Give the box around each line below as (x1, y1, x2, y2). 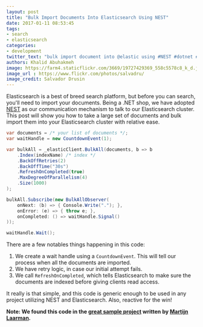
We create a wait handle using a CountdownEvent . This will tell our (14, 253, 176, 260)
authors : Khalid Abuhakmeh (6, 59, 74, 65)
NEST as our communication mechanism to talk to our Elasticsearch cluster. (6, 106, 195, 113)
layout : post (6, 8, 39, 15)
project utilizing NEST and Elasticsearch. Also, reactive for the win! (6, 296, 172, 303)
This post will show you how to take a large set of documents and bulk (6, 112, 182, 119)
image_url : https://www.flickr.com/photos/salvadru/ (6, 71, 145, 77)
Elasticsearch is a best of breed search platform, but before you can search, (6, 93, 196, 100)
